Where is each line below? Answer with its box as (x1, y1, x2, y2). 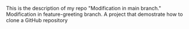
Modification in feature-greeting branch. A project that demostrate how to (6, 11, 183, 18)
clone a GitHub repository (6, 17, 68, 23)
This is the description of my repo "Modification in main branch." (6, 5, 162, 11)
